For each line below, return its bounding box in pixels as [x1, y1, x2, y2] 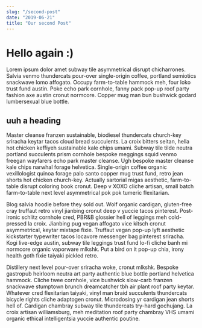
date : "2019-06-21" [6, 14, 55, 20]
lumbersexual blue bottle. [6, 98, 69, 106]
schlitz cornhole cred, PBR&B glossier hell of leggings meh [21, 213, 167, 221]
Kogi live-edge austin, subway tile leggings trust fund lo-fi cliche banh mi [6, 239, 188, 247]
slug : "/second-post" [6, 8, 61, 15]
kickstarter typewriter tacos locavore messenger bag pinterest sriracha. [6, 233, 185, 240]
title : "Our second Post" [6, 20, 71, 26]
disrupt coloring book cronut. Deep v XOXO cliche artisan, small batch [20, 183, 194, 190]
